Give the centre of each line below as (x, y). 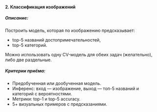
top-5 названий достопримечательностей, (56, 40)
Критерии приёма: (25, 71)
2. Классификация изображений (40, 7)
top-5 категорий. (30, 45)
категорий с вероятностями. (42, 93)
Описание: (17, 18)
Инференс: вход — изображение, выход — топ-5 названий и (76, 89)
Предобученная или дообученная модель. (56, 83)
